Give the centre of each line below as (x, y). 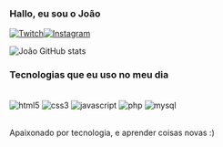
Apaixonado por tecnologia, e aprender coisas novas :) (112, 133)
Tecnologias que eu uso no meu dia (89, 75)
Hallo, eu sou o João (55, 14)
